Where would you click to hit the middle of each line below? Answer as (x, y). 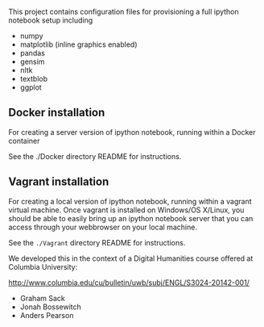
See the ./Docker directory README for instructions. (95, 156)
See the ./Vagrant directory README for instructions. (97, 242)
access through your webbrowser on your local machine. (103, 227)
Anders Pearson (47, 315)
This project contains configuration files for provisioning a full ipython (124, 12)
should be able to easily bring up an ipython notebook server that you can (131, 218)
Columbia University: (43, 266)
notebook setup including (51, 20)
